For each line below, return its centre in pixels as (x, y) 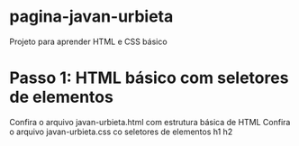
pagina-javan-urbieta (91, 17)
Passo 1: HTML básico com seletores (149, 78)
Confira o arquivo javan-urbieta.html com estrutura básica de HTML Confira (150, 122)
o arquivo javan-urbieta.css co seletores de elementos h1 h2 (121, 132)
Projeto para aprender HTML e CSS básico (89, 41)
